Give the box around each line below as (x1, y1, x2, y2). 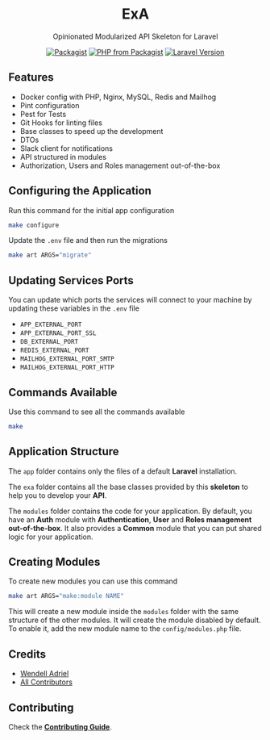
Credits (8, 647, 47, 661)
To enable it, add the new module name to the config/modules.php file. (8, 624, 242, 633)
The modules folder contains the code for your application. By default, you (8, 506, 252, 516)
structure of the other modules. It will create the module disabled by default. (8, 615, 261, 625)
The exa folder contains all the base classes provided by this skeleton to (8, 482, 248, 491)
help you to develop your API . (8, 490, 107, 500)
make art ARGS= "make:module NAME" (8, 592, 125, 600)
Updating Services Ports (8, 274, 135, 287)
